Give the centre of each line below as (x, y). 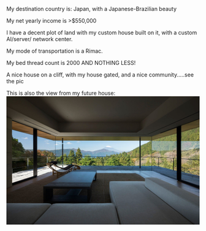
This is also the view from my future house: (61, 93)
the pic (15, 81)
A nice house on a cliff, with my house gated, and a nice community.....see (100, 75)
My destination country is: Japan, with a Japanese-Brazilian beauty (91, 9)
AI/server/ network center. (40, 39)
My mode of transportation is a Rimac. (55, 51)
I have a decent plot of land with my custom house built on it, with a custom (102, 32)
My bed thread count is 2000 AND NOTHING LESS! (71, 63)
